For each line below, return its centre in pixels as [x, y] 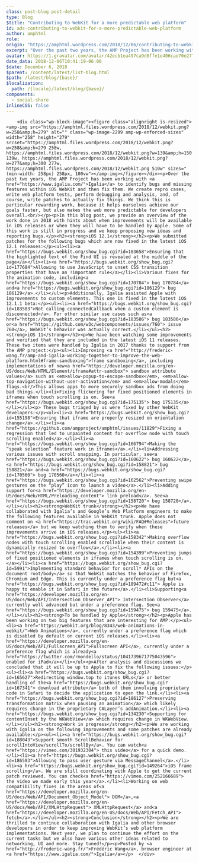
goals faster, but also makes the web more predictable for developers [96, 210]
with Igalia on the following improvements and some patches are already [99, 729]
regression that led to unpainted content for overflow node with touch [98, 433]
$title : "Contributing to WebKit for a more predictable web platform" [96, 23]
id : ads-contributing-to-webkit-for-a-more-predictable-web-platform [94, 28]
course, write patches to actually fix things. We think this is [88, 199]
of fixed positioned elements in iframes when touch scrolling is [90, 558]
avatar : [16, 56]
